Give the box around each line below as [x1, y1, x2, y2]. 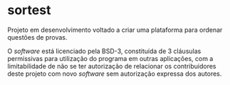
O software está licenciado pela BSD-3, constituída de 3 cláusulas [7, 47, 202, 55]
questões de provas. [7, 33, 68, 41]
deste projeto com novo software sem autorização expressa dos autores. [7, 69, 222, 78]
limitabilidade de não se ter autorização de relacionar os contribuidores [7, 62, 216, 70]
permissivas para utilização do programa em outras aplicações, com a [7, 54, 214, 62]
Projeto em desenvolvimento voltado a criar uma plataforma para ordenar [7, 25, 223, 34]
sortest [7, 2, 51, 18]
